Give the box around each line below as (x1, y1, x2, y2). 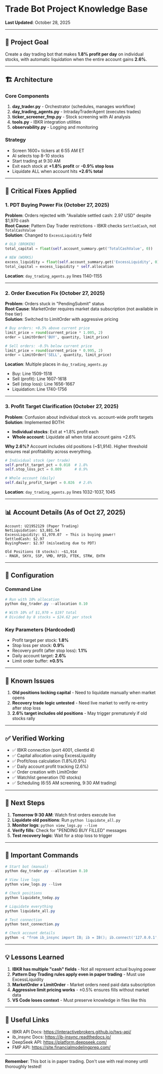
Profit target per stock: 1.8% (12, 637, 69, 643)
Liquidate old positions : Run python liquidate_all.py (12, 817, 121, 823)
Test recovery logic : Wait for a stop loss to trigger (12, 833, 113, 838)
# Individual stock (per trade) (5, 458, 70, 463)
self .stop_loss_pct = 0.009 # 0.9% (5, 467, 88, 472)
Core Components (5, 93, 49, 99)
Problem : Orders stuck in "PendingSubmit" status (5, 301, 104, 307)
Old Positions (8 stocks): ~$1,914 (5, 549, 77, 554)
